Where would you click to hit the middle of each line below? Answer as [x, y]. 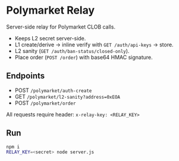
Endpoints [26, 76]
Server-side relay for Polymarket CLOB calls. [61, 27]
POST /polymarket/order [45, 103]
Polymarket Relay [51, 10]
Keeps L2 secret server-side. [50, 38]
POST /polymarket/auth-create [53, 90]
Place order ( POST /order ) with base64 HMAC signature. [84, 57]
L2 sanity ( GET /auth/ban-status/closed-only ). [72, 50]
